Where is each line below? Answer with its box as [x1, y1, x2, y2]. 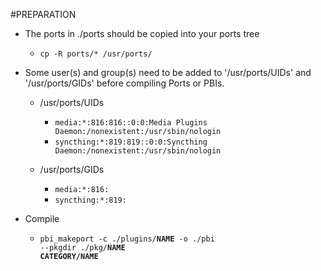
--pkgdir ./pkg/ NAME [39, 243, 126, 253]
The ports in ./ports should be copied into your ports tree [24, 28, 260, 39]
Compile [24, 213, 60, 224]
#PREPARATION [10, 9, 77, 20]
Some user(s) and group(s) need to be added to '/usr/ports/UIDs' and [24, 67, 312, 78]
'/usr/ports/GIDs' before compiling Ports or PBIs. [24, 77, 225, 89]
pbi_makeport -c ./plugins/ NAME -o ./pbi [39, 234, 215, 244]
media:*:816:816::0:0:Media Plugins [54, 118, 208, 128]
